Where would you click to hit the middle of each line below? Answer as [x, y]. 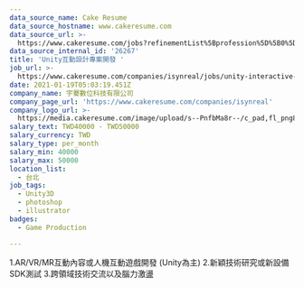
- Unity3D [36, 194]
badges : [24, 219]
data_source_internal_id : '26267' [75, 51]
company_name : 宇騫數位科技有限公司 [71, 93]
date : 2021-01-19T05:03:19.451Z [70, 85]
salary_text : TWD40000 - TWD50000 [75, 127]
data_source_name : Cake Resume [68, 18]
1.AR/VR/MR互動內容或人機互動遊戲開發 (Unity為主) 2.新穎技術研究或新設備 [149, 262]
